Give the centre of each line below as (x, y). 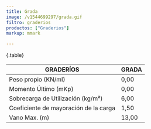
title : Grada (22, 11)
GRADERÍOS (62, 70)
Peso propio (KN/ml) (37, 80)
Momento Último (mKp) (41, 89)
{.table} (15, 55)
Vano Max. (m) (29, 118)
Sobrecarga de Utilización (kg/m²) (56, 99)
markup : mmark (23, 33)
